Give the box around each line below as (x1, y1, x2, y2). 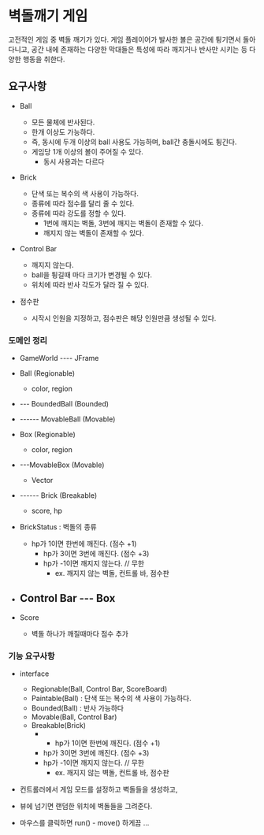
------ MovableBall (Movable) (19, 414, 116, 424)
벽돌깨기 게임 (8, 7, 88, 25)
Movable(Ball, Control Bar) (31, 712, 117, 722)
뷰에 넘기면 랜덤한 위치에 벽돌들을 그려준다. (19, 801, 153, 811)
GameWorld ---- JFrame (19, 354, 99, 363)
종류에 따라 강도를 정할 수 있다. (31, 208, 126, 217)
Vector (31, 476, 54, 485)
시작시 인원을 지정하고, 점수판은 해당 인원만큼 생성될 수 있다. (31, 313, 217, 323)
